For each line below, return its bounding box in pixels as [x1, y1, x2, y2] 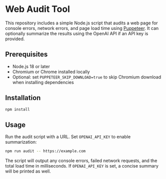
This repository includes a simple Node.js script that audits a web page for [5, 20, 158, 26]
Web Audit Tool [5, 3, 70, 15]
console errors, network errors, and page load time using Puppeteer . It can [5, 25, 159, 31]
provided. [5, 36, 25, 42]
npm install [5, 107, 30, 112]
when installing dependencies [12, 79, 74, 85]
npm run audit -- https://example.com [5, 149, 86, 154]
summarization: [5, 139, 37, 145]
